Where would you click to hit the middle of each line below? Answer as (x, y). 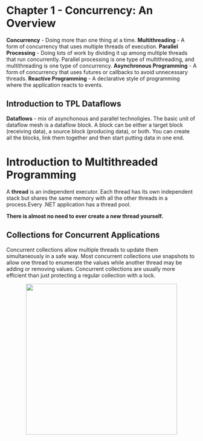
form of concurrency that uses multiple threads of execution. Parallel (92, 46)
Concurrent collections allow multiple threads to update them (82, 249)
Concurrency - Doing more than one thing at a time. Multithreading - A (96, 40)
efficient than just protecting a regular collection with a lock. (81, 275)
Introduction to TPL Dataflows (64, 104)
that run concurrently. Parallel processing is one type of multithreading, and (100, 59)
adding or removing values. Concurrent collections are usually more (91, 268)
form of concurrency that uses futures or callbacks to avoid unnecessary (97, 72)
